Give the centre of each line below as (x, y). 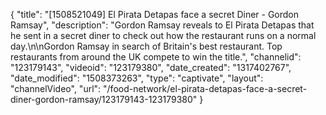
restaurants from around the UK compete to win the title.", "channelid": (156, 57)
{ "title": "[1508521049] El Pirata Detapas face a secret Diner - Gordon (155, 14)
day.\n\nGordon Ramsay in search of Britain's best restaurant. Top (146, 46)
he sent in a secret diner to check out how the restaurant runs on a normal (163, 35)
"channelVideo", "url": (56, 88)
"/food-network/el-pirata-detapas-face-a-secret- (205, 88)
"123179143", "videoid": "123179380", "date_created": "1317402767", (151, 67)
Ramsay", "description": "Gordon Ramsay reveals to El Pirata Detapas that (162, 25)
